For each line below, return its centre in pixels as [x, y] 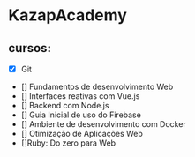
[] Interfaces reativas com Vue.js [80, 96]
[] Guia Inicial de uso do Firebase [81, 115]
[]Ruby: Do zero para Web [68, 143]
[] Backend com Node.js [65, 106]
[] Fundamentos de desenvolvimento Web [97, 87]
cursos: [30, 48]
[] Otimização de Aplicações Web [82, 134]
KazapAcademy [67, 15]
